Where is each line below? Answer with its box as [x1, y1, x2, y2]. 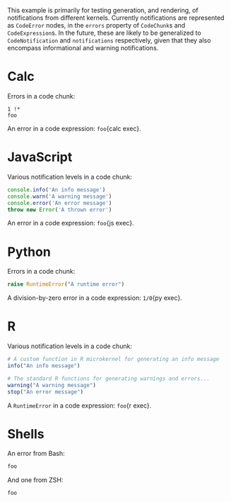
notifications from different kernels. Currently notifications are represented [7, 13, 225, 22]
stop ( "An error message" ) [7, 388, 83, 396]
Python [7, 244, 51, 260]
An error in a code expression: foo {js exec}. [7, 219, 134, 228]
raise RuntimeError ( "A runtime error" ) [7, 281, 125, 288]
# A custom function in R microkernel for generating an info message [7, 356, 220, 363]
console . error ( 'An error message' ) [7, 199, 112, 206]
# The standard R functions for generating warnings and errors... [7, 375, 211, 382]
